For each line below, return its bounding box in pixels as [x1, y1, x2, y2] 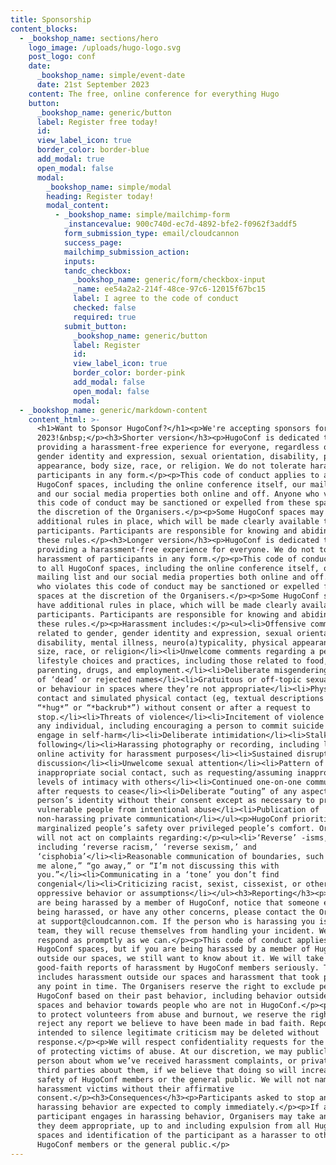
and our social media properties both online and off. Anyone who [36, 489, 320, 499]
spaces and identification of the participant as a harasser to [36, 1130, 311, 1140]
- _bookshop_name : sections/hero [19, 33, 159, 43]
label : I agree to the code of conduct [73, 294, 240, 304]
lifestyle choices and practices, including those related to [36, 656, 302, 666]
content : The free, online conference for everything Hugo [28, 89, 280, 99]
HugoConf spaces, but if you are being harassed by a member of [36, 944, 311, 955]
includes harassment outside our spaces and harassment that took [36, 972, 320, 982]
